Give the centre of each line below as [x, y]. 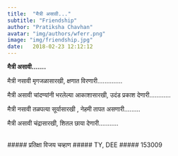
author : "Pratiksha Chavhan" [50, 27]
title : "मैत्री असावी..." [39, 14]
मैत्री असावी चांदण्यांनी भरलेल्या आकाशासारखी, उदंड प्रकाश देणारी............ [89, 95]
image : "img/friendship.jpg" [50, 40]
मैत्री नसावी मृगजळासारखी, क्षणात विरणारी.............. [65, 81]
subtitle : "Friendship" [42, 20]
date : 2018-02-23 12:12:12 [50, 47]
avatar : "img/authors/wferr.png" [57, 34]
